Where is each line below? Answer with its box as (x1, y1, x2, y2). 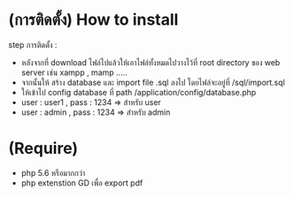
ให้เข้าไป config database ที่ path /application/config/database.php (20, 87, 257, 97)
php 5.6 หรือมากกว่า (20, 167, 86, 178)
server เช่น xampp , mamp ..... (20, 67, 128, 78)
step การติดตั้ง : (8, 39, 58, 49)
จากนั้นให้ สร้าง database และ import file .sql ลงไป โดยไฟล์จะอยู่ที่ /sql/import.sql (20, 77, 285, 87)
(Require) (8, 139, 79, 159)
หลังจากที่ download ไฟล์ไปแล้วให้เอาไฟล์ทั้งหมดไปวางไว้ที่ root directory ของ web (20, 57, 281, 67)
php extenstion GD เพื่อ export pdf (20, 178, 143, 188)
